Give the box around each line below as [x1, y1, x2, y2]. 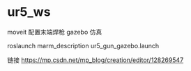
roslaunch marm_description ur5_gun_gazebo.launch [7, 41, 160, 50]
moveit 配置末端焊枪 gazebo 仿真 [7, 28, 102, 36]
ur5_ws [7, 4, 51, 20]
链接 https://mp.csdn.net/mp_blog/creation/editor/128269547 [7, 56, 184, 64]
